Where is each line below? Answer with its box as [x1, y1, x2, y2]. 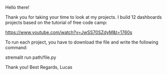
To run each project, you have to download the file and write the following [5, 39, 159, 45]
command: [5, 45, 28, 50]
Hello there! [5, 5, 29, 10]
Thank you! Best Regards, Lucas [5, 64, 73, 70]
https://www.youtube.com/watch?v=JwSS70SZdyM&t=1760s [5, 29, 133, 35]
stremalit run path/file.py [5, 54, 57, 60]
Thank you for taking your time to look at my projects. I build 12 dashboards [5, 14, 162, 20]
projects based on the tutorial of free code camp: [5, 20, 107, 25]
